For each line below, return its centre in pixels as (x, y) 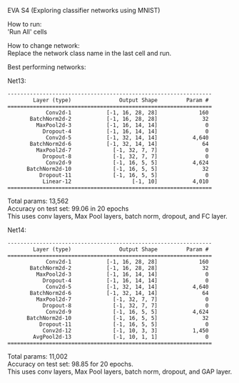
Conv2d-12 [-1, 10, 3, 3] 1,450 (126, 331)
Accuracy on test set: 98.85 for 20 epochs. (70, 364)
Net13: (17, 81)
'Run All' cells (27, 32)
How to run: (25, 24)
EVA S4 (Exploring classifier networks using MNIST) (84, 10)
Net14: (17, 230)
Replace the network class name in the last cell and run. (90, 53)
